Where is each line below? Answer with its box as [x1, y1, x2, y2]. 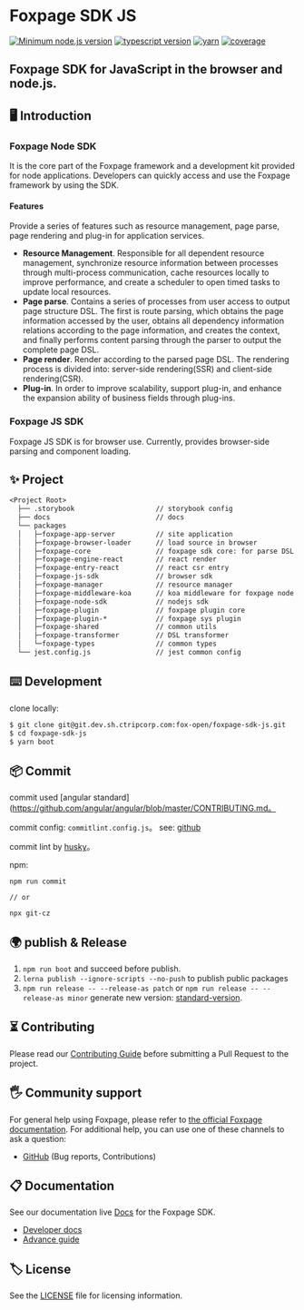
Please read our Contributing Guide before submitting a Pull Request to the [9, 1048, 289, 1059]
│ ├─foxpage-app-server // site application [17, 529, 233, 538]
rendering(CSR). [22, 373, 84, 384]
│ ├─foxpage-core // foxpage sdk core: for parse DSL [17, 547, 295, 556]
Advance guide [22, 1234, 80, 1245]
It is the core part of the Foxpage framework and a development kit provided [9, 161, 295, 172]
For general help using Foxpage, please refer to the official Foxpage [9, 1114, 263, 1125]
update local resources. [22, 287, 112, 298]
